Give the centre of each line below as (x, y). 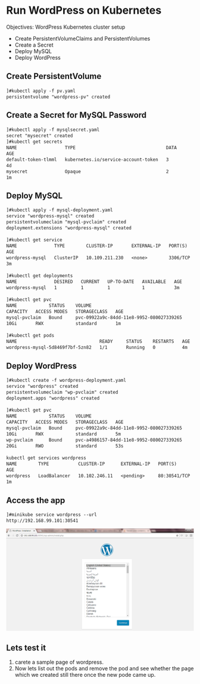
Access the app (36, 500)
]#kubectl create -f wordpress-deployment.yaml (66, 381)
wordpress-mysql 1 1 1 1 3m (93, 288)
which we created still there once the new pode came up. (85, 674)
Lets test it (26, 648)
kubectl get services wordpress (46, 458)
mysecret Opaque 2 (87, 171)
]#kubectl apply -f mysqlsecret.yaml (53, 130)
